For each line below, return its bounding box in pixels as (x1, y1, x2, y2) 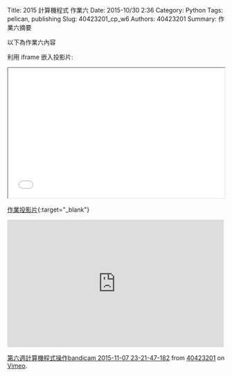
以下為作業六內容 (7, 38, 56, 46)
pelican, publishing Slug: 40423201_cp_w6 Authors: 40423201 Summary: (7, 15, 217, 23)
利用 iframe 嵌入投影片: (7, 53, 74, 61)
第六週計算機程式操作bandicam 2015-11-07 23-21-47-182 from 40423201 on (7, 354, 225, 362)
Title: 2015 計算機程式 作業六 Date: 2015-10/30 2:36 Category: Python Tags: (7, 6, 224, 14)
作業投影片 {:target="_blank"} (7, 205, 90, 214)
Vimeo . (7, 361, 28, 370)
